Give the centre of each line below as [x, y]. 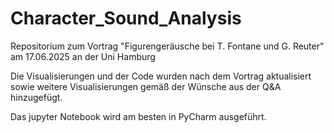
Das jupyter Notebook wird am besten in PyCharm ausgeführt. [138, 116]
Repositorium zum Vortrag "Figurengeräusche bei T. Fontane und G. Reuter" [167, 46]
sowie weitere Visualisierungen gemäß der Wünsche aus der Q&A [146, 86]
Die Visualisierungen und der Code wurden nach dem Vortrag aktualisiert [161, 76]
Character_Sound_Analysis [126, 18]
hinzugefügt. [36, 97]
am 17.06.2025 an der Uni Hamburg [83, 56]
